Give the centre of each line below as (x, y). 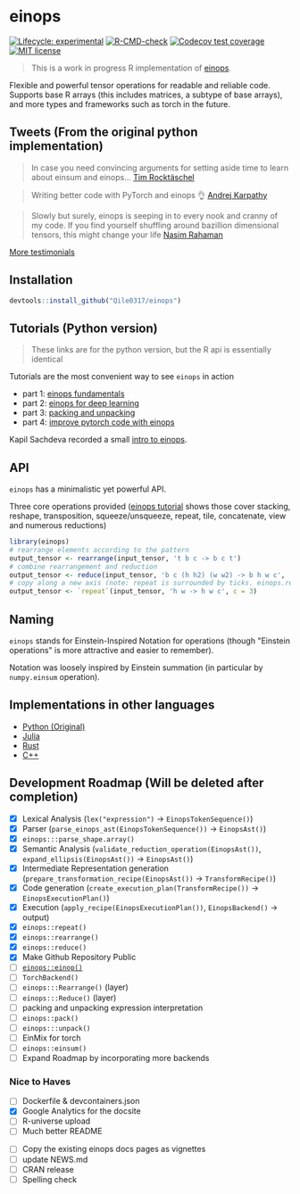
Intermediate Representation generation (96, 868)
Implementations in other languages (112, 705)
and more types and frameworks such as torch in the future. (120, 104)
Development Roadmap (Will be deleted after (137, 783)
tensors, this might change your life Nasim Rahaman (127, 235)
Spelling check (50, 1179)
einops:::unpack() (56, 1028)
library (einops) (39, 542)
